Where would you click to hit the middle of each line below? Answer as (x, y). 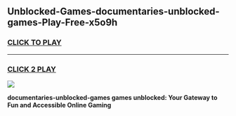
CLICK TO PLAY (34, 43)
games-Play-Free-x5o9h (63, 23)
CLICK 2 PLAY (32, 69)
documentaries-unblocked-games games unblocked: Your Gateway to (112, 97)
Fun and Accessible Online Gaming (59, 105)
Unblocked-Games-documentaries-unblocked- (113, 12)
